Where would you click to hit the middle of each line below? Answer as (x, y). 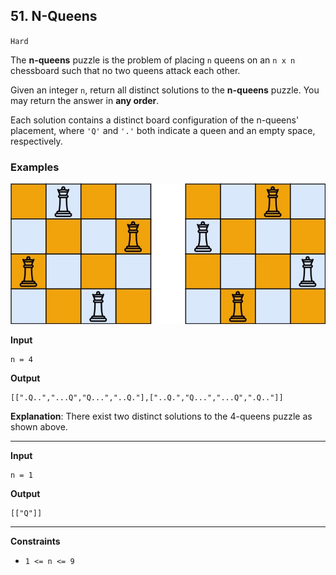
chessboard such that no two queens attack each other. (125, 70)
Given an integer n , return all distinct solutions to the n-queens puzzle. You (165, 90)
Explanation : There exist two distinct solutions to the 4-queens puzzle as (161, 416)
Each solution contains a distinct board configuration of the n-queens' (155, 120)
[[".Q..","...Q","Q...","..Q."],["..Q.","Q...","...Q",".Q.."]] (147, 397)
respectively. (36, 141)
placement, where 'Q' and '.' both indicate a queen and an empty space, (163, 130)
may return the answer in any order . (85, 100)
